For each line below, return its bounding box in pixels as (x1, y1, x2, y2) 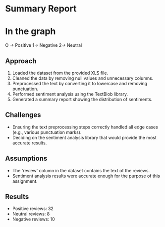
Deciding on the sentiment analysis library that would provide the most (12, 134, 157, 140)
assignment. (12, 178, 38, 184)
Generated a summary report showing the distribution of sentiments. (12, 96, 153, 102)
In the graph (5, 26, 56, 37)
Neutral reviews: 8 (12, 211, 50, 217)
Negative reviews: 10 (12, 216, 55, 222)
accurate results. (12, 140, 47, 146)
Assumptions (5, 154, 48, 163)
